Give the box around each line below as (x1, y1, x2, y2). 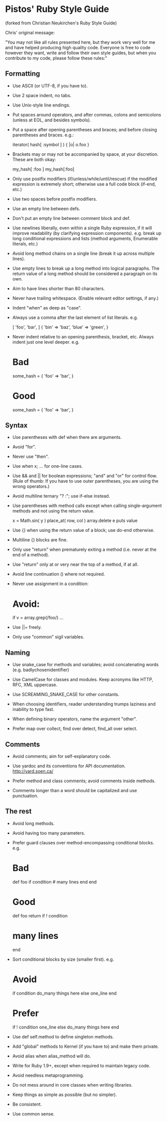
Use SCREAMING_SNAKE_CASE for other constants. (12, 692, 120, 698)
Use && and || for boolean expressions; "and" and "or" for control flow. (12, 473, 158, 479)
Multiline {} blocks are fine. (12, 537, 68, 543)
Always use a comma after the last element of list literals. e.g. (12, 314, 138, 320)
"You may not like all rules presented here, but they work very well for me (5, 39, 156, 45)
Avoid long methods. (12, 820, 55, 826)
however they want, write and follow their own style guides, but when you (5, 50, 157, 56)
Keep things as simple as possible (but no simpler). (12, 1091, 117, 1098)
